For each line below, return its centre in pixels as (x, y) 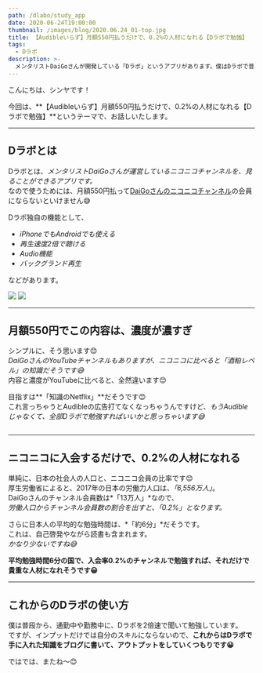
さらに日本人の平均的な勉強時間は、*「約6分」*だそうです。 (106, 524)
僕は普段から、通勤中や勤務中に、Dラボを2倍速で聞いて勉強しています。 (125, 625)
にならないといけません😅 (50, 200)
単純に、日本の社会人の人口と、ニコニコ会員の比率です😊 (101, 478)
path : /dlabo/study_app (47, 15)
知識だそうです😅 (56, 370)
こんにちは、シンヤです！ (49, 89)
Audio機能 (36, 253)
